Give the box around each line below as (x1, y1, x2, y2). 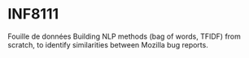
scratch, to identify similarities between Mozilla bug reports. (7, 39, 208, 49)
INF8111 (7, 5, 59, 23)
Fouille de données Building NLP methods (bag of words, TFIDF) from (7, 31, 242, 41)
